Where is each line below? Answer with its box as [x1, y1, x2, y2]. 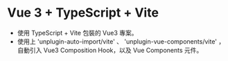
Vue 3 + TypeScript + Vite [7, 5, 159, 21]
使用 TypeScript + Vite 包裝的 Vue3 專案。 [17, 28, 138, 37]
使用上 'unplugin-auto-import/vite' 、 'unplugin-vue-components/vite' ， [17, 37, 225, 46]
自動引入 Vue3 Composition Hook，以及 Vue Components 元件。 [17, 46, 203, 54]
